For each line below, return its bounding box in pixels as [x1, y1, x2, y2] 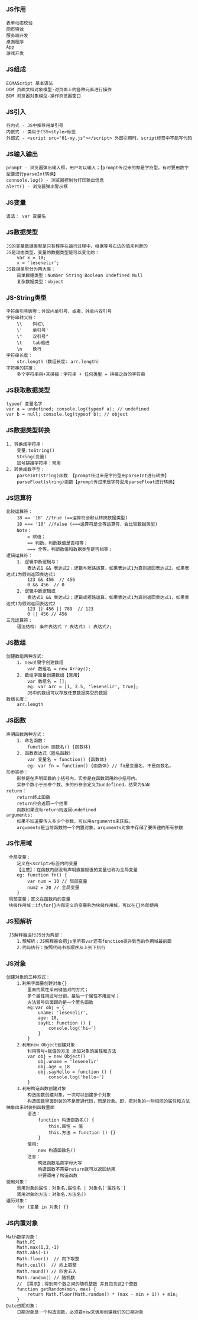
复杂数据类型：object [17, 278, 64, 285]
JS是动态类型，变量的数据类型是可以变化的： [6, 249, 100, 255]
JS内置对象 [6, 1219, 38, 1227]
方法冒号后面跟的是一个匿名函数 [27, 1000, 93, 1006]
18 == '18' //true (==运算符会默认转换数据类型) [17, 515, 128, 521]
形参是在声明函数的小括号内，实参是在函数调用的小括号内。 [17, 775, 140, 781]
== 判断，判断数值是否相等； [27, 540, 89, 546]
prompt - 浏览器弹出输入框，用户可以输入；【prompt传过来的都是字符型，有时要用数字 [6, 165, 189, 171]
